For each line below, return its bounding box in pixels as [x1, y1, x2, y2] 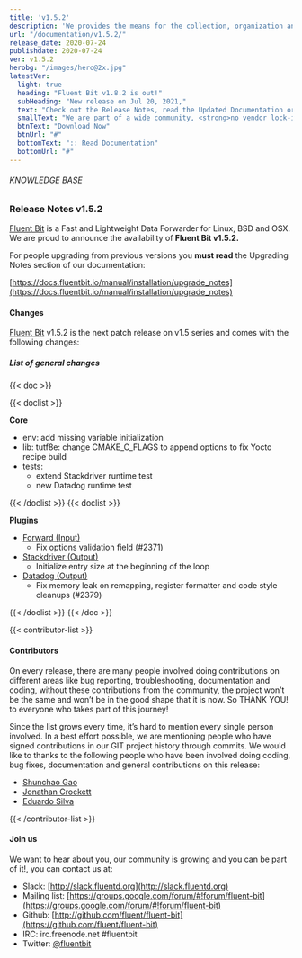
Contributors [9, 645, 59, 656]
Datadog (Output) [22, 570, 88, 581]
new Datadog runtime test [35, 480, 132, 491]
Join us [9, 834, 38, 845]
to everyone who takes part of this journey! [9, 703, 169, 714]
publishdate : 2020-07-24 [9, 47, 102, 56]
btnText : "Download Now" [17, 122, 111, 131]
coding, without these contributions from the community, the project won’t [9, 685, 285, 695]
